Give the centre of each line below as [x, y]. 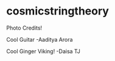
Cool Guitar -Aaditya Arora [40, 39]
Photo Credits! [24, 28]
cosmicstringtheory [58, 11]
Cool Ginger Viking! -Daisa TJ [44, 51]
